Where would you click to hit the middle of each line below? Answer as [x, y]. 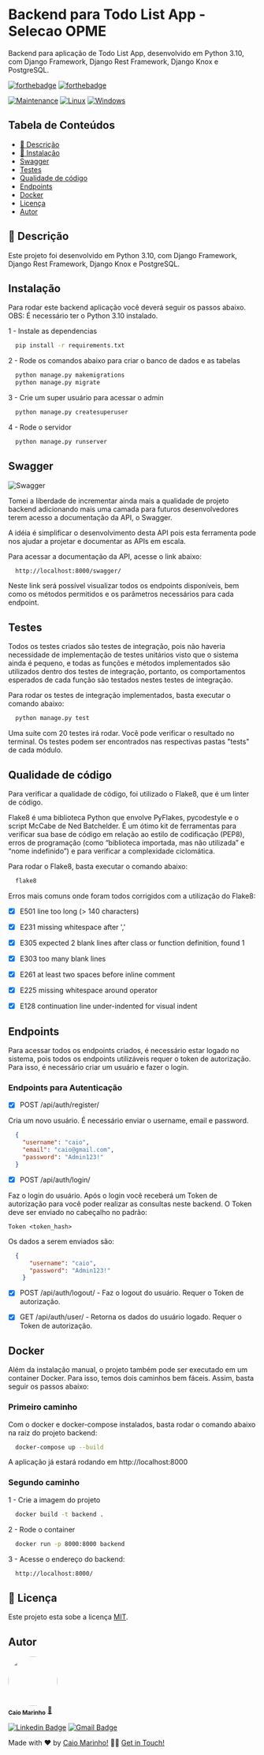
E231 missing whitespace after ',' [73, 927]
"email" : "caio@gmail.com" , [68, 1150]
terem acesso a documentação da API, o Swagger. [90, 517]
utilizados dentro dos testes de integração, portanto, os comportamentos [127, 672]
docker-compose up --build [59, 1447]
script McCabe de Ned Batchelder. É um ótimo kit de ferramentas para [122, 826]
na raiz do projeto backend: [53, 1432]
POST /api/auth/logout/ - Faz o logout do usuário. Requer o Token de [132, 1293]
